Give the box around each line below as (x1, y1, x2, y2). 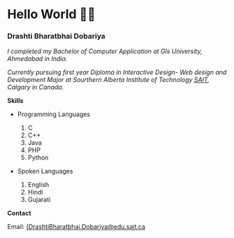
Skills (7, 97, 24, 105)
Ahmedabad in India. (7, 55, 68, 63)
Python (27, 153, 49, 162)
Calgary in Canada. (7, 83, 64, 92)
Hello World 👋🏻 (7, 6, 96, 22)
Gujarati (27, 195, 51, 204)
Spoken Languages (17, 167, 73, 176)
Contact (7, 209, 31, 218)
